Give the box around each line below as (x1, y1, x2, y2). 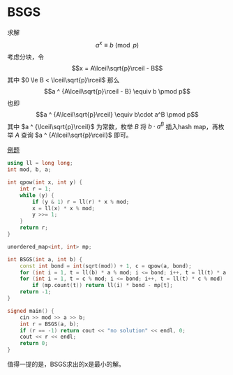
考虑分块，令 (7, 52, 44, 61)
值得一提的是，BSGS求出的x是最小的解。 (7, 360, 126, 368)
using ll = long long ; (7, 160, 73, 167)
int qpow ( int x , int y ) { (7, 179, 82, 186)
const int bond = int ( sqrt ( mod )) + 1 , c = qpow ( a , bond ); (20, 263, 192, 270)
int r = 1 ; (20, 185, 52, 192)
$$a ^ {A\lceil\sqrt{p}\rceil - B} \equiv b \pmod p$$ (44, 87, 190, 95)
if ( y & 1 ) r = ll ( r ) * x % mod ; (32, 198, 130, 205)
